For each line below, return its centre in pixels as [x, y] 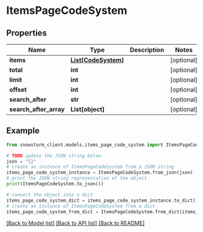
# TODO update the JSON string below [54, 156]
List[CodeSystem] [97, 60]
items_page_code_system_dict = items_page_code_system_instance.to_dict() [102, 201]
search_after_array [37, 109]
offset [18, 90]
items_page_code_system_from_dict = [52, 212]
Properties [27, 33]
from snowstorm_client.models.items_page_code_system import [85, 145]
